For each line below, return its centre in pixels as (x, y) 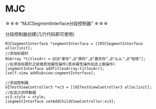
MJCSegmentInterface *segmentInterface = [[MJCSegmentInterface (74, 43)
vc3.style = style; (26, 97)
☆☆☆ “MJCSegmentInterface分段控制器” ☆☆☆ (57, 23)
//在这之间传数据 (21, 92)
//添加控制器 (17, 83)
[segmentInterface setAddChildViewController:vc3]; (60, 101)
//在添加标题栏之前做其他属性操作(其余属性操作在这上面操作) (60, 64)
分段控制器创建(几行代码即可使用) (40, 34)
